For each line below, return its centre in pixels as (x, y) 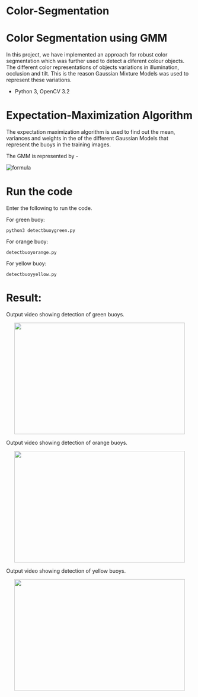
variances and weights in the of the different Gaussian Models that (87, 139)
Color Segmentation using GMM (87, 38)
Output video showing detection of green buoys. (65, 314)
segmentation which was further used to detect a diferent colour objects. (95, 61)
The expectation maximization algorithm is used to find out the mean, (91, 132)
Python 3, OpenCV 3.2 (42, 92)
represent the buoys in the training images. (59, 145)
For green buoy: (26, 219)
